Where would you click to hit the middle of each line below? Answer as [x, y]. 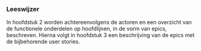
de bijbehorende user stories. [43, 42]
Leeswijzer [23, 9]
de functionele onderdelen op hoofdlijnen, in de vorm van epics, [87, 29]
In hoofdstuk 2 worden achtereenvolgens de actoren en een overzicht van [99, 22]
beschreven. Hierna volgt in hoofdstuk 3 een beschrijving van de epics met [100, 35]
